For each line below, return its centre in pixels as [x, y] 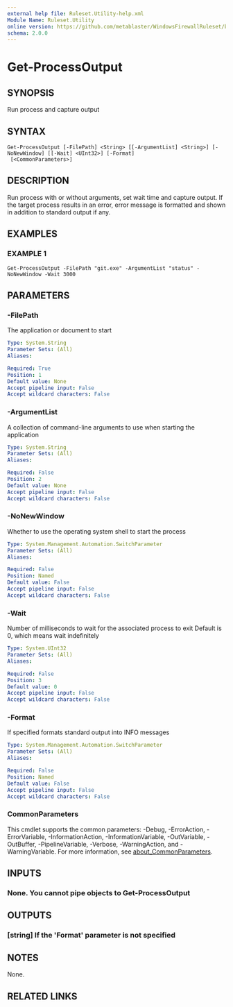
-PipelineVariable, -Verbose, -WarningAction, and [108, 844]
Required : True [29, 369]
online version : [31, 26]
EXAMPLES [32, 234]
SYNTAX [27, 132]
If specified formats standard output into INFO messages [88, 732]
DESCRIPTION [38, 181]
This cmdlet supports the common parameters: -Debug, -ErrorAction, [106, 829]
